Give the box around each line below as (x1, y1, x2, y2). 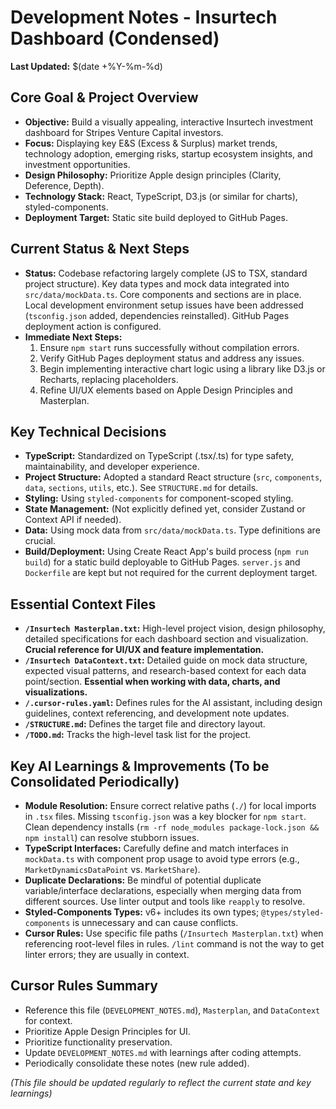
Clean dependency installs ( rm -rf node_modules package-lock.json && (24, 821, 320, 833)
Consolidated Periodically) (10, 773, 180, 790)
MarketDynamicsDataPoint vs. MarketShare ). (24, 864, 201, 875)
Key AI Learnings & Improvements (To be (10, 757, 270, 775)
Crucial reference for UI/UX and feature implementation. (24, 644, 265, 656)
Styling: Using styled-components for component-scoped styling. (24, 492, 294, 505)
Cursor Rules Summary (10, 977, 158, 995)
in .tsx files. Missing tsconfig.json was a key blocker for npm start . (24, 811, 307, 822)
